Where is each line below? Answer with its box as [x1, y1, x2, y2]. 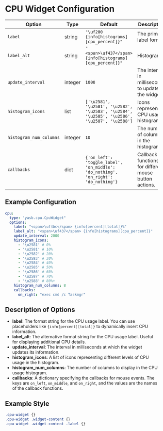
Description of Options [5, 305, 75, 314]
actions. [137, 181, 156, 188]
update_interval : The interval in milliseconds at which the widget [12, 344, 142, 350]
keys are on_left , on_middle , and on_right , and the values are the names [12, 380, 158, 386]
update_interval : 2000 [14, 233, 60, 238]
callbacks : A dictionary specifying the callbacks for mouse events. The [12, 375, 155, 381]
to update [137, 85, 159, 92]
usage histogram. [12, 370, 47, 376]
